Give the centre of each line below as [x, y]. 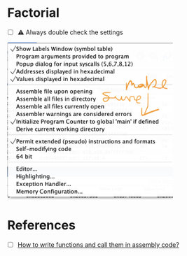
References [41, 226]
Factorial [33, 13]
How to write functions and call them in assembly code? [98, 244]
